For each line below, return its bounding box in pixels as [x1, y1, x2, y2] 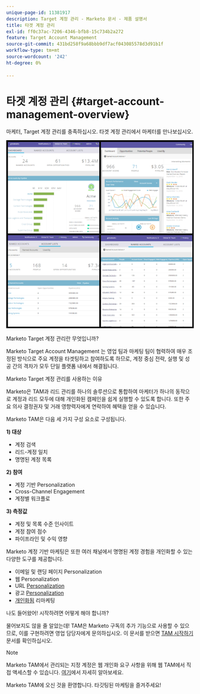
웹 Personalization [14, 576, 60, 583]
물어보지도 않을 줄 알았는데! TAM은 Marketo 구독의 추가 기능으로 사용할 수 [6, 622, 179, 630]
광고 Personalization [14, 590, 64, 597]
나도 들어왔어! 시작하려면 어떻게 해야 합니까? [6, 609, 109, 617]
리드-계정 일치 [14, 448, 48, 456]
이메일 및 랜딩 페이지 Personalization [14, 568, 102, 575]
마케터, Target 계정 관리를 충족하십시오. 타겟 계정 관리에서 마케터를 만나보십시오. [6, 128, 193, 135]
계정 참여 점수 [14, 528, 47, 535]
